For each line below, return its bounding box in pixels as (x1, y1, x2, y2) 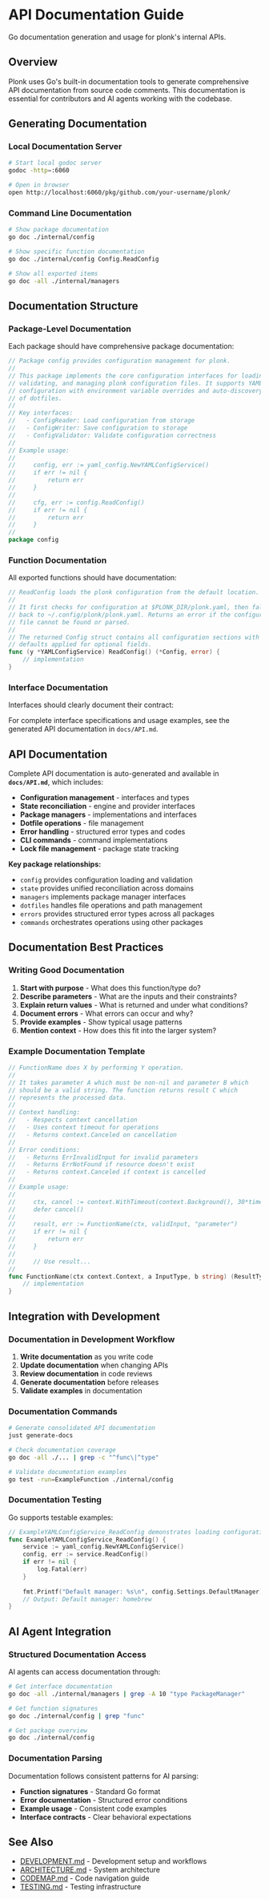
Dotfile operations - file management (19, 818, 144, 828)
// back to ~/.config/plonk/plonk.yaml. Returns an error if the (8, 611, 231, 619)
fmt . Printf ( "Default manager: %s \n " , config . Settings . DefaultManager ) (22, 1587, 263, 1596)
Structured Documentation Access (8, 1649, 147, 1660)
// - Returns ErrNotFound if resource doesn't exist (8, 1161, 195, 1169)
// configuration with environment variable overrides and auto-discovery (8, 386, 263, 394)
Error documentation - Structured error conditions (19, 1795, 188, 1804)
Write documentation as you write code (19, 1352, 154, 1361)
